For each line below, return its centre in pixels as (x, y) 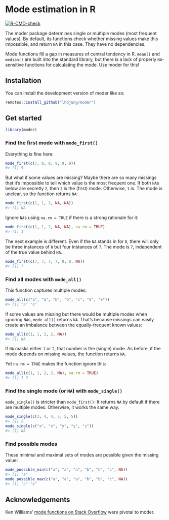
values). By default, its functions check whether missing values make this (82, 39)
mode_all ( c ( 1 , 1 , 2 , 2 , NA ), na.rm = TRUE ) (52, 373)
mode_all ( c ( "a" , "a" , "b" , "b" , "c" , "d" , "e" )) (57, 299)
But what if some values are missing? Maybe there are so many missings (81, 178)
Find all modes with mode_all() (44, 279)
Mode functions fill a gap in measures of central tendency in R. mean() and (83, 54)
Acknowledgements (38, 500)
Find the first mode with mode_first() (52, 143)
